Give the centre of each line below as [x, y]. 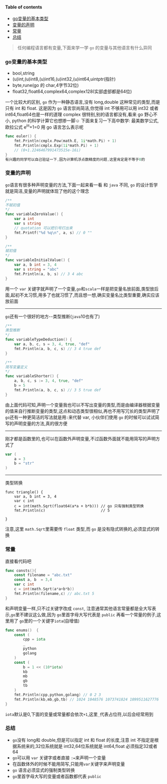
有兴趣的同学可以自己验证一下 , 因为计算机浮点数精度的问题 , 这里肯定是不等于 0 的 [75, 159]
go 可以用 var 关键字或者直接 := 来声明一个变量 [59, 758]
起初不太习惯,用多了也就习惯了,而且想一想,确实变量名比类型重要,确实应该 [85, 295]
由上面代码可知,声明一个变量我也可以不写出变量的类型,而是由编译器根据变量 [83, 405]
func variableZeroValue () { [34, 214]
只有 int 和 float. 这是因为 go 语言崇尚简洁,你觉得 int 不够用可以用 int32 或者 [82, 108]
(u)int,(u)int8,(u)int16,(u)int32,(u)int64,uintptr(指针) [64, 79]
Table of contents [24, 7]
